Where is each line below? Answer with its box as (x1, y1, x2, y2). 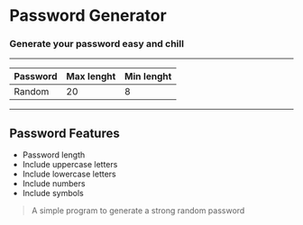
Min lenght (124, 70, 172, 83)
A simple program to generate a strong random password (31, 205, 245, 216)
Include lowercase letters (22, 168, 116, 180)
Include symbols (22, 188, 84, 199)
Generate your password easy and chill (9, 38, 185, 50)
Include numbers (22, 178, 86, 189)
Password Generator (9, 5, 167, 26)
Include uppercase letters (22, 159, 118, 170)
